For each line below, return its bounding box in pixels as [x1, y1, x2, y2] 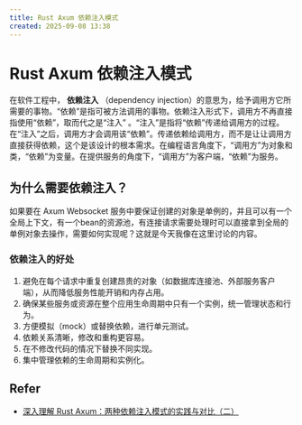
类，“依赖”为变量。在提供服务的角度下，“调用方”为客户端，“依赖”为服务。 [9, 151, 283, 162]
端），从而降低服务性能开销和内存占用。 [22, 286, 169, 298]
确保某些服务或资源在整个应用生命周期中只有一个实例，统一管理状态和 [22, 298, 284, 309]
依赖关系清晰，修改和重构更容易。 [22, 331, 150, 343]
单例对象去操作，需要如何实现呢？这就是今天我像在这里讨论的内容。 [9, 228, 262, 239]
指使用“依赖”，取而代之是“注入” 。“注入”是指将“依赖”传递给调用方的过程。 [9, 117, 285, 128]
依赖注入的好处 [9, 254, 75, 266]
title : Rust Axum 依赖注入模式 [9, 13, 119, 23]
